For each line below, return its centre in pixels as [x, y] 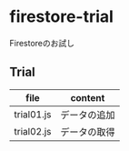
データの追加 [88, 115]
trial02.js [33, 131]
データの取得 [88, 132]
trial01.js [33, 114]
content [88, 97]
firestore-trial [61, 17]
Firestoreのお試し [42, 43]
